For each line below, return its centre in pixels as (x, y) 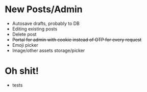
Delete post (24, 34)
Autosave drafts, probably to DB (46, 23)
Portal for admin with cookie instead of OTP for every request (77, 40)
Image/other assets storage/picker (48, 50)
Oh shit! (22, 71)
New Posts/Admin (44, 9)
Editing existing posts (35, 28)
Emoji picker (25, 45)
